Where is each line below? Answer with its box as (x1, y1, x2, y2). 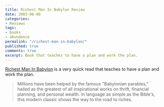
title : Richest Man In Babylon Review (5, 7, 85, 12)
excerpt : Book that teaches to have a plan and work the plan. (5, 53, 138, 58)
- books (5, 30, 21, 35)
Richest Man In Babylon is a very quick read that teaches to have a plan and (5, 66, 160, 72)
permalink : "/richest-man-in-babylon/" (5, 39, 87, 44)
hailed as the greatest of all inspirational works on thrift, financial (17, 86, 149, 92)
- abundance (5, 35, 30, 40)
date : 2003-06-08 (5, 12, 41, 17)
